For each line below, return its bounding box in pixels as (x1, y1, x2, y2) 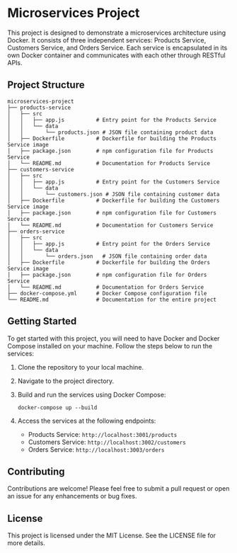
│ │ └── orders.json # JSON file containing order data (7, 253, 207, 260)
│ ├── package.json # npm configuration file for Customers (7, 209, 217, 217)
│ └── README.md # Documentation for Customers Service (7, 222, 214, 229)
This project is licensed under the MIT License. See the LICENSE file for (7, 531, 216, 540)
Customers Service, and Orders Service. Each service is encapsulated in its (7, 43, 228, 52)
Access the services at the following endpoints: (17, 416, 156, 425)
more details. (7, 539, 46, 547)
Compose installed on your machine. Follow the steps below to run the (7, 341, 213, 350)
